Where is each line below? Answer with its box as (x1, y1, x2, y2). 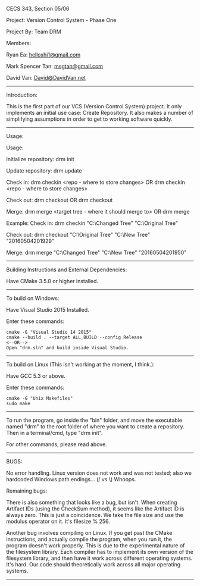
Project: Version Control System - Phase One (6, 17, 117, 23)
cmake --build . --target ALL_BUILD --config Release (6, 334, 143, 340)
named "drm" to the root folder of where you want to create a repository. (6, 423, 185, 430)
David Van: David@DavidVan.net (6, 74, 86, 81)
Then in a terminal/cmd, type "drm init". (6, 430, 103, 436)
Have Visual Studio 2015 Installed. (6, 306, 89, 313)
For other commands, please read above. (6, 441, 107, 448)
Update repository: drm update (6, 167, 82, 174)
